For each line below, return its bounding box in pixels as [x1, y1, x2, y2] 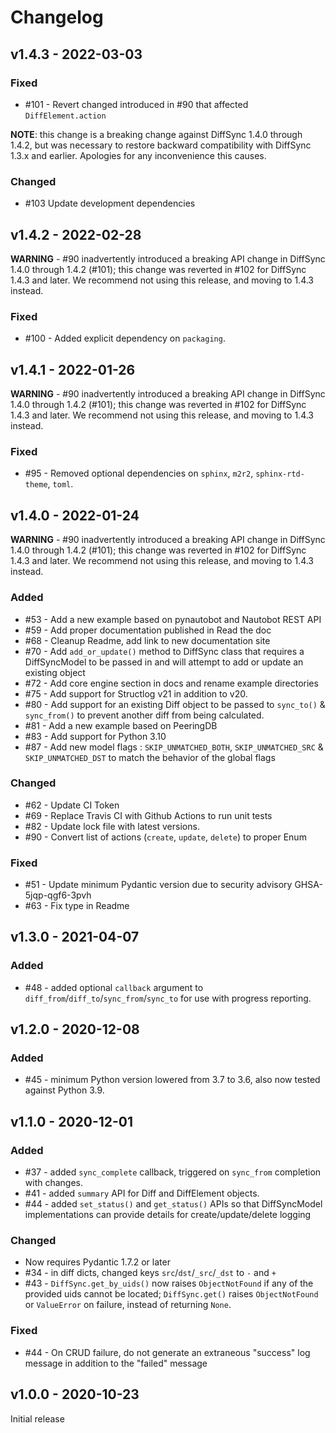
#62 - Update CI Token [24, 799, 120, 811]
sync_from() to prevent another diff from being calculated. [24, 709, 265, 721]
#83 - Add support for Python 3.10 [24, 730, 167, 742]
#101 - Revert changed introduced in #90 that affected [24, 98, 249, 110]
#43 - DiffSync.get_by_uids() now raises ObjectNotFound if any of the [24, 1277, 314, 1290]
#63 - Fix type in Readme [24, 900, 130, 912]
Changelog [10, 6, 104, 29]
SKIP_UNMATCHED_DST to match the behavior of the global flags [24, 751, 276, 763]
